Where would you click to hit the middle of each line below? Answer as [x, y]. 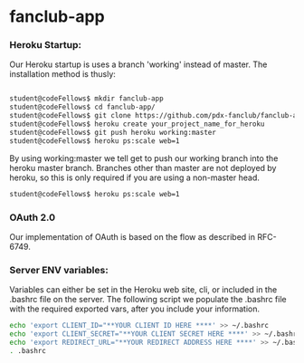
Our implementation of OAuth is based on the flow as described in [133, 236]
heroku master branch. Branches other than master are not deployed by [143, 167]
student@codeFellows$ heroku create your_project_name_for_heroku [137, 124]
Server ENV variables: [59, 270]
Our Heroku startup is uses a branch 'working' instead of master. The [138, 64]
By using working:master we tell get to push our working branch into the [144, 158]
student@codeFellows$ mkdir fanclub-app [87, 99]
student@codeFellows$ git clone [70, 116]
